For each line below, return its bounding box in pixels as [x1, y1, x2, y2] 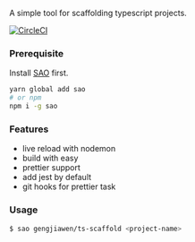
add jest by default [21, 172, 92, 183]
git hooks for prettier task [21, 181, 116, 192]
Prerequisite [9, 47, 64, 59]
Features [9, 123, 49, 135]
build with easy [21, 152, 79, 164]
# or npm [9, 93, 42, 102]
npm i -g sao [9, 102, 58, 111]
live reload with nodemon [21, 143, 116, 154]
